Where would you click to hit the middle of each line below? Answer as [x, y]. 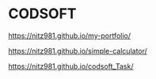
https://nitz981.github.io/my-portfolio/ [70, 36]
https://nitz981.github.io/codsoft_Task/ [71, 66]
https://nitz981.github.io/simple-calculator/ [78, 51]
